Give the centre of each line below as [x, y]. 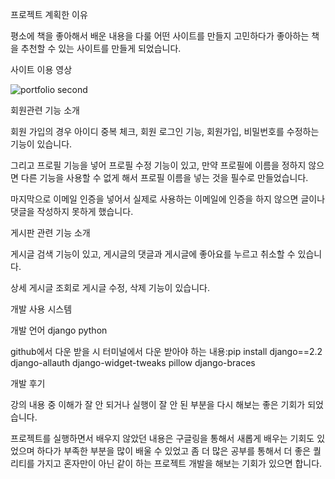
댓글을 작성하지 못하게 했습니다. [72, 211]
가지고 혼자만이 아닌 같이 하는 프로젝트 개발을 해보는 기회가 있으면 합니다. [179, 463]
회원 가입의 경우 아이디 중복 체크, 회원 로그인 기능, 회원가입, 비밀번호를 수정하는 [165, 131]
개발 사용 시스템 [41, 309]
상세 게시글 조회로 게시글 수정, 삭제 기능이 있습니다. [110, 287]
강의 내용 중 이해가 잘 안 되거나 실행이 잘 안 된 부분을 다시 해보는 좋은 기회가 [158, 404]
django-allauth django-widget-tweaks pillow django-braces [133, 362]
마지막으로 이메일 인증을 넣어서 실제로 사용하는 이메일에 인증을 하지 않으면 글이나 [168, 199]
